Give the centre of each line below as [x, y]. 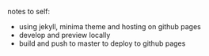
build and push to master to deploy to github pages [102, 43]
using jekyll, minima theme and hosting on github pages [110, 26]
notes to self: [29, 11]
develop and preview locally [65, 35]
